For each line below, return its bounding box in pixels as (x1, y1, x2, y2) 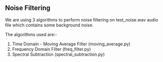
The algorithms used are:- (5, 31, 57, 37)
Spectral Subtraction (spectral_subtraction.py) (12, 51, 105, 57)
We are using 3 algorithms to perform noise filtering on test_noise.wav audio (5, 17, 158, 22)
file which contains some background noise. (5, 22, 94, 28)
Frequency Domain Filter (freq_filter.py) (12, 46, 91, 52)
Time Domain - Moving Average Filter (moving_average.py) (12, 41, 130, 47)
